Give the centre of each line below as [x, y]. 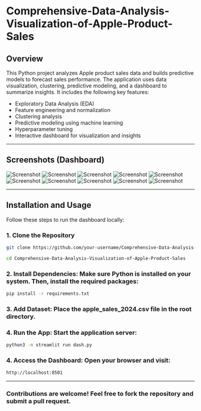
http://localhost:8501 [34, 373]
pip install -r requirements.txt [48, 294]
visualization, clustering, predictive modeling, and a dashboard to [87, 86]
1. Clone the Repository [40, 235]
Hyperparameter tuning [44, 129]
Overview [25, 58]
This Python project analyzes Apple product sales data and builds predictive [100, 73]
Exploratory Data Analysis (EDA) [54, 104]
